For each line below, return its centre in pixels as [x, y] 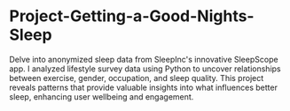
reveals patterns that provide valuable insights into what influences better [143, 87]
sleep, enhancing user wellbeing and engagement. [102, 96]
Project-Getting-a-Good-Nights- [132, 16]
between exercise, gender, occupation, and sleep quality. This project [137, 78]
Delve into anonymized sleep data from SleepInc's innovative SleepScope [144, 59]
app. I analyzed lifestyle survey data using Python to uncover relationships [145, 69]
